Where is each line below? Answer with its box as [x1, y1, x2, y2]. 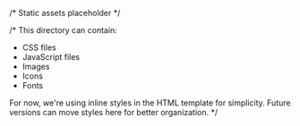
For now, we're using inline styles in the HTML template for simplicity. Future [9, 97, 291, 108]
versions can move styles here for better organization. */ [9, 107, 219, 117]
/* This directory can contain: [9, 25, 118, 35]
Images [21, 62, 50, 71]
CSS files [21, 42, 56, 53]
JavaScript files [21, 52, 81, 62]
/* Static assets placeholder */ [9, 8, 121, 18]
